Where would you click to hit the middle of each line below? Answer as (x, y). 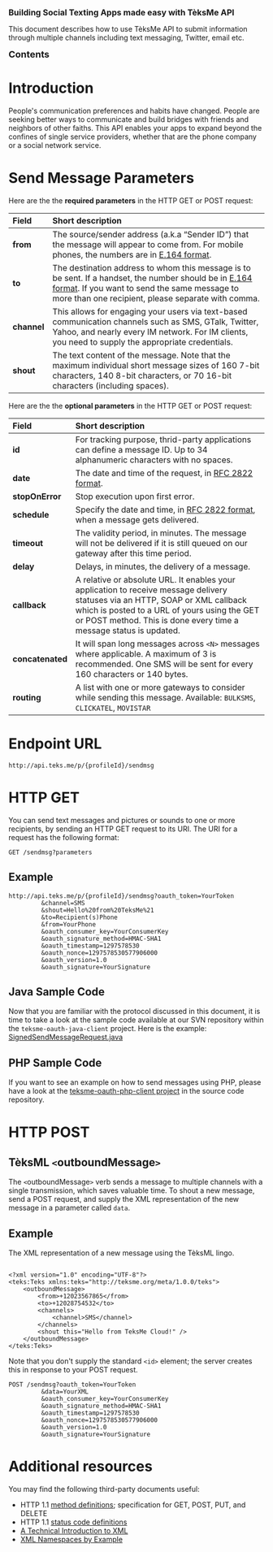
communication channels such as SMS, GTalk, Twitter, (156, 322)
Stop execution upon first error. (135, 496)
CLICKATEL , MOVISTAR (113, 708)
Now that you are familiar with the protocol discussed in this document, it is (134, 1012)
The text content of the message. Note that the (141, 355)
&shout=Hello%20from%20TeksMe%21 (97, 910)
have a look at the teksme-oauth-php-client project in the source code (126, 1091)
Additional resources (80, 1467)
